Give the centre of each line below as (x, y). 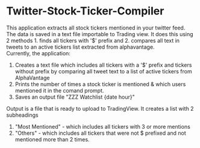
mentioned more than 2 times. (52, 139)
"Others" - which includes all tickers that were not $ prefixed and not (101, 133)
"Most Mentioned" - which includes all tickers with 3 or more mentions (103, 126)
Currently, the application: (39, 53)
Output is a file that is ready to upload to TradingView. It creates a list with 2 (100, 108)
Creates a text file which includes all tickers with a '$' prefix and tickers (103, 65)
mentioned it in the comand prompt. (59, 90)
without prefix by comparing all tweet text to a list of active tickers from (103, 71)
